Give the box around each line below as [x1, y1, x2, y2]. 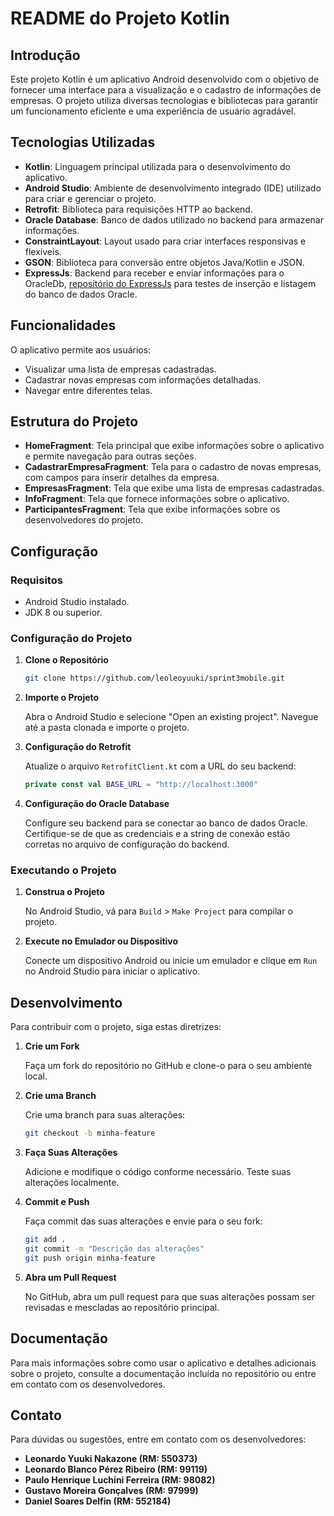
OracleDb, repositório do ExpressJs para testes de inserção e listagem [24, 277, 317, 289]
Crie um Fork [24, 1040, 80, 1052]
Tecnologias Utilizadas [10, 134, 156, 151]
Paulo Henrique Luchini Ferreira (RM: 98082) [24, 1474, 216, 1486]
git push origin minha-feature [24, 1253, 156, 1263]
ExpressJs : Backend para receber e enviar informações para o [24, 267, 285, 279]
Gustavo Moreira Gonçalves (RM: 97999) [24, 1485, 199, 1497]
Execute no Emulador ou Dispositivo [24, 935, 179, 947]
